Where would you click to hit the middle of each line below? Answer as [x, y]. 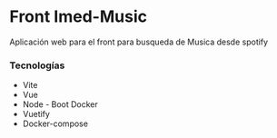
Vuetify [36, 114]
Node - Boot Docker [60, 104]
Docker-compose [55, 123]
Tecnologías [37, 65]
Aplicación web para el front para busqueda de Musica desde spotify [139, 42]
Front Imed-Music [79, 17]
